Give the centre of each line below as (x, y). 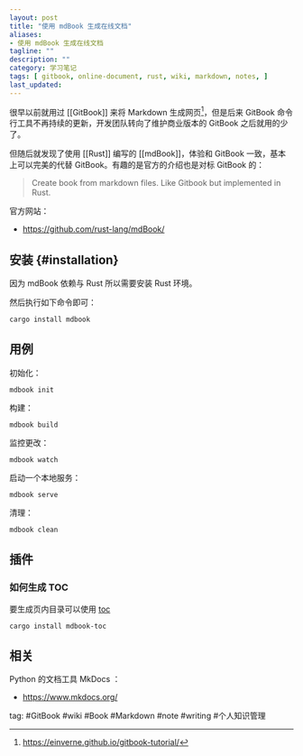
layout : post (34, 18)
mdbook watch (34, 460)
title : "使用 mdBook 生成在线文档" (71, 26)
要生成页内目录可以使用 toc (60, 609)
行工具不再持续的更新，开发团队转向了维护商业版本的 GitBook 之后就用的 (145, 124)
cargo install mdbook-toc (58, 626)
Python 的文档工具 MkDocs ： (65, 679)
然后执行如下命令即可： (53, 302)
